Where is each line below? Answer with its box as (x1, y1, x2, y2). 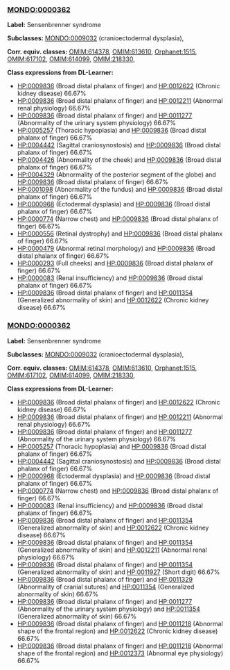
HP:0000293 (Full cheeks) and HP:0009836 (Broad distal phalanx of (17, 259, 213, 268)
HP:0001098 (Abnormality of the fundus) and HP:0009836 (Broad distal (17, 186, 223, 194)
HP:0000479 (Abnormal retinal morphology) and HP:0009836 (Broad (17, 245, 215, 253)
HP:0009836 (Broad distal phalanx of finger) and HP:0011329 (17, 575, 193, 583)
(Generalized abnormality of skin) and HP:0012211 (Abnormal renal (17, 546, 207, 554)
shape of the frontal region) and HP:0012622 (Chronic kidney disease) (17, 627, 218, 635)
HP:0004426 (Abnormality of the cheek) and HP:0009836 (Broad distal (17, 156, 222, 164)
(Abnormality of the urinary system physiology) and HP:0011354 (17, 605, 201, 613)
